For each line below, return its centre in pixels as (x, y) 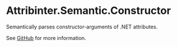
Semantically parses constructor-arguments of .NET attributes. (82, 27)
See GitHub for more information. (46, 38)
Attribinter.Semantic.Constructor (88, 11)
